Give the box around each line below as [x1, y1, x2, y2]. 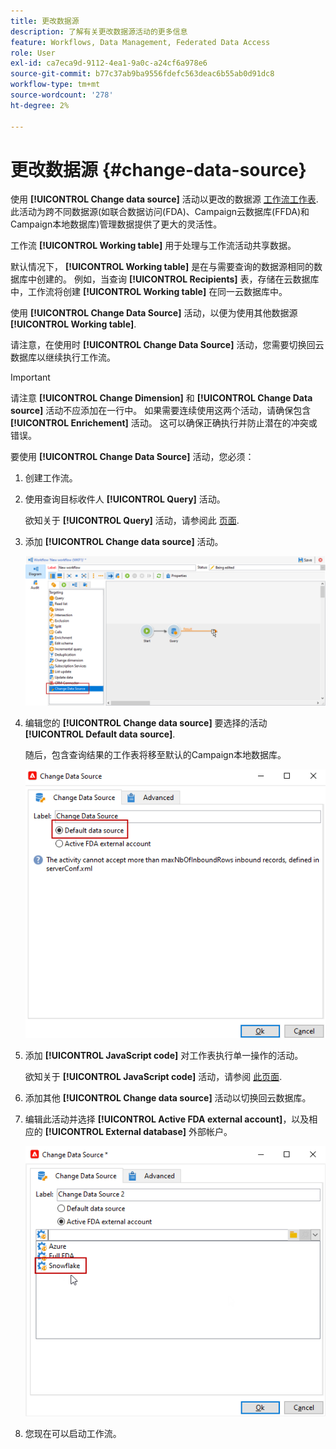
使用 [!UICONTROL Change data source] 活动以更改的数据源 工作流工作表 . [10, 193, 319, 205]
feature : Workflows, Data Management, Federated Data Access [10, 37, 271, 47]
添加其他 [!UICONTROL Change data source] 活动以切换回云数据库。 [24, 1091, 312, 1104]
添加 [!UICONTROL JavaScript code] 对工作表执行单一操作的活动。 [24, 1049, 304, 1061]
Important [10, 371, 51, 384]
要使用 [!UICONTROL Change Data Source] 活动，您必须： [10, 451, 255, 463]
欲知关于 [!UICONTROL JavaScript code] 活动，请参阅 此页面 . [24, 1070, 283, 1082]
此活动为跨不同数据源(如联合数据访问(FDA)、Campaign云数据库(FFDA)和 [10, 206, 310, 218]
